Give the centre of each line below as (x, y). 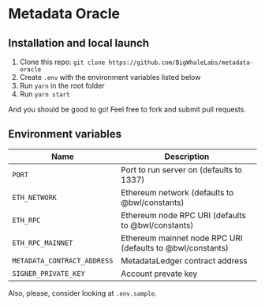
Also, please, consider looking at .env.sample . (83, 293)
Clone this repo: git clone (62, 62)
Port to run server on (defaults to (182, 169)
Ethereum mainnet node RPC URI (182, 238)
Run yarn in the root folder (62, 85)
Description (187, 157)
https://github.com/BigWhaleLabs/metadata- (181, 62)
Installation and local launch (79, 43)
